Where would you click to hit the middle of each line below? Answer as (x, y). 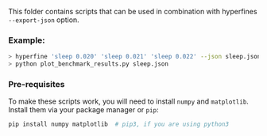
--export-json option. (44, 20)
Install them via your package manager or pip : (83, 110)
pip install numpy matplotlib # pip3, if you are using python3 (118, 125)
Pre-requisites (37, 84)
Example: (27, 40)
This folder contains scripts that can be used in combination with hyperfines (133, 11)
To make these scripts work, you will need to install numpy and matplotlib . (128, 101)
